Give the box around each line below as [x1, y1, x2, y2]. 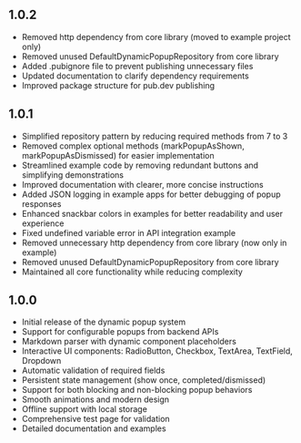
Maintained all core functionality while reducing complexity [21, 266, 243, 277]
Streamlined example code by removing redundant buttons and [21, 160, 259, 170]
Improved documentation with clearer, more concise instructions [21, 179, 265, 190]
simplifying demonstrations [21, 169, 125, 180]
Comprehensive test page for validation [21, 414, 170, 425]
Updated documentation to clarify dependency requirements [21, 70, 249, 81]
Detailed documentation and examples [21, 423, 166, 434]
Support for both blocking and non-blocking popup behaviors [21, 385, 253, 396]
